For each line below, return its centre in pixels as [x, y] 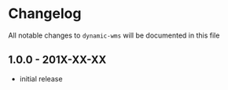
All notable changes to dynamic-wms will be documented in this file [114, 35]
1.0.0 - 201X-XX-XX [57, 60]
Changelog [45, 14]
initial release [41, 78]
